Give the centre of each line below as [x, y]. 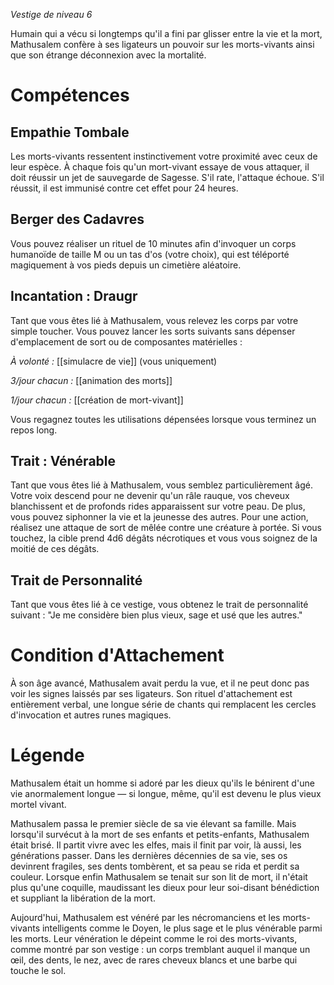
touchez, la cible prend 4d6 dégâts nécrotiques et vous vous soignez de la [164, 538]
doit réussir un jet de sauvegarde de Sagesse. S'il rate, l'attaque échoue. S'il [167, 177]
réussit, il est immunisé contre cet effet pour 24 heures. [124, 188]
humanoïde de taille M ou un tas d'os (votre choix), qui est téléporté [150, 254]
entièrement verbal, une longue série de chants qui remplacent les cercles [163, 705]
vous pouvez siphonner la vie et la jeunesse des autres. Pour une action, [159, 517]
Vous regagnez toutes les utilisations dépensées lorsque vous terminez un [163, 419]
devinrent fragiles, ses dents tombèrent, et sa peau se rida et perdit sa [155, 866]
